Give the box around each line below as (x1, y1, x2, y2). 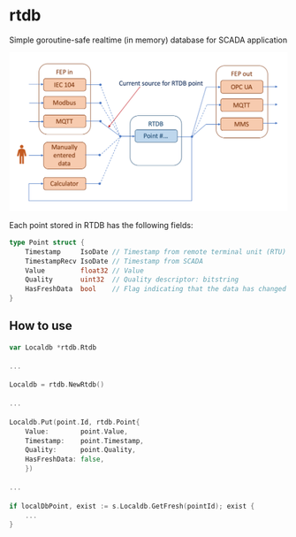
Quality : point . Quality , (25, 446, 137, 455)
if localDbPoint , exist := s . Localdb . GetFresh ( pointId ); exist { (9, 502, 255, 510)
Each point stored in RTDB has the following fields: (9, 219, 194, 230)
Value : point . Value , (25, 426, 128, 436)
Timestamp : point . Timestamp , (25, 436, 144, 445)
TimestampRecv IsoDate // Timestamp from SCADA (25, 257, 203, 265)
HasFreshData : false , (25, 455, 104, 464)
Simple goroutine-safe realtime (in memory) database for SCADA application (9, 35, 288, 45)
